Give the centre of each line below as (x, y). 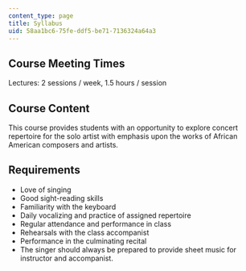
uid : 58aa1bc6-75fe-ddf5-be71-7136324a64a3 (82, 31)
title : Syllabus (35, 23)
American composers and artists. (64, 145)
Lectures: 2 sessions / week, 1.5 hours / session (88, 83)
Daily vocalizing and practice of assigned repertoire (105, 215)
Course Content (49, 108)
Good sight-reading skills (61, 198)
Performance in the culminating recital (83, 241)
